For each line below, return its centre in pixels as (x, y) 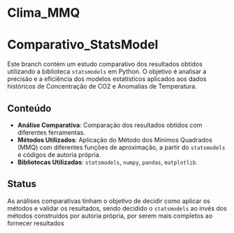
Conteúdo (29, 108)
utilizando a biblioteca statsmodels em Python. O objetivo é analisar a (107, 72)
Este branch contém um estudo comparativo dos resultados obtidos (105, 64)
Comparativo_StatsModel (83, 45)
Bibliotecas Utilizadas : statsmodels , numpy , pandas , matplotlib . (107, 162)
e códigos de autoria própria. (59, 154)
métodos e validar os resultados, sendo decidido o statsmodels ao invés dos (117, 208)
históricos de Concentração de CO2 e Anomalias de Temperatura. (102, 87)
